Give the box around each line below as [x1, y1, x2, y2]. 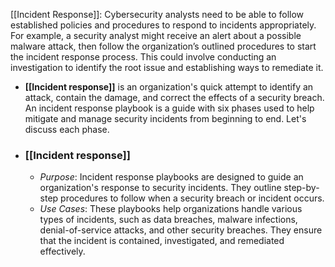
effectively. [39, 245, 86, 258]
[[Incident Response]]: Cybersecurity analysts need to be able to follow [10, 9, 305, 20]
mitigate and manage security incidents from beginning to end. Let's [24, 113, 307, 124]
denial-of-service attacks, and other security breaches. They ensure [39, 224, 323, 236]
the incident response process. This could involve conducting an [10, 51, 277, 63]
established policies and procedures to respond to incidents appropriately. [10, 19, 317, 31]
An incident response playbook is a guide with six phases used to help [24, 102, 315, 114]
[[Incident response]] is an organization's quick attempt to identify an [24, 81, 314, 93]
